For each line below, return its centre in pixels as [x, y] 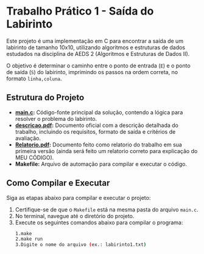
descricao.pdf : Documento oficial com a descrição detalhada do [97, 125]
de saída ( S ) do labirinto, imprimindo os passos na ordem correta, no [92, 72]
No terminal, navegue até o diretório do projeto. [75, 216]
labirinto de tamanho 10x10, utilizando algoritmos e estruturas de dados [96, 47]
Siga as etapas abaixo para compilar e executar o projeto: [79, 197]
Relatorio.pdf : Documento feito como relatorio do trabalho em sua [99, 145]
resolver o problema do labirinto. [56, 118]
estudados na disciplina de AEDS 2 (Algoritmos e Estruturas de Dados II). [98, 53]
